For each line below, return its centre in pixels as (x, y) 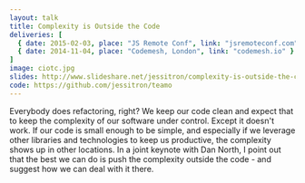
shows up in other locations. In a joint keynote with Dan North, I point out (145, 149)
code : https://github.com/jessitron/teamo (91, 85)
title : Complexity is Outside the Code (85, 26)
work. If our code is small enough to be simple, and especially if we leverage (152, 130)
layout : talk (34, 18)
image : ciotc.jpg (42, 69)
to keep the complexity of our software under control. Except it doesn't (142, 120)
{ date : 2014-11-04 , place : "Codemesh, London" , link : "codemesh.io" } (156, 52)
